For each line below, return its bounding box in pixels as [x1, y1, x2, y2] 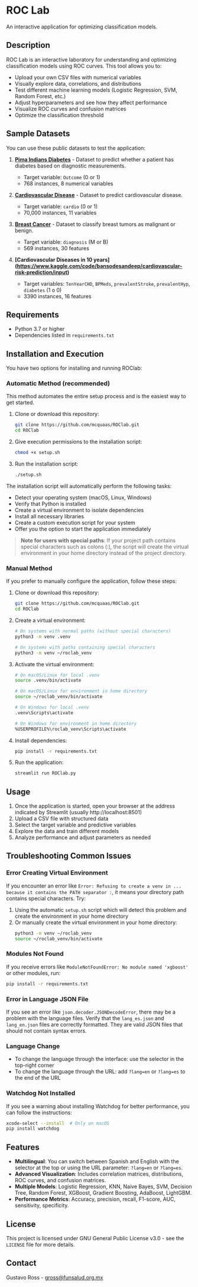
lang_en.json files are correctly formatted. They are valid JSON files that [6, 1021, 183, 1028]
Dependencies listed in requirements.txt [14, 332, 115, 339]
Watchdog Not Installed [6, 1089, 76, 1098]
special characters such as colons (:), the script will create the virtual [20, 543, 189, 550]
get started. [6, 399, 34, 406]
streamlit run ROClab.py [14, 770, 76, 776]
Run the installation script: [14, 460, 79, 467]
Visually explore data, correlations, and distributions [14, 80, 142, 87]
